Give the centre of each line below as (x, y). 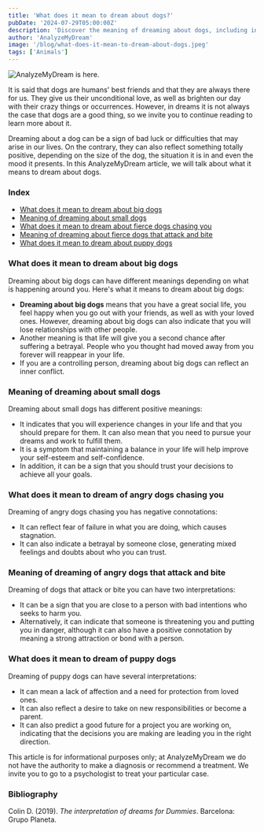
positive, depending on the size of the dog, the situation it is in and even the (131, 155)
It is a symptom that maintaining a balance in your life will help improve (134, 449)
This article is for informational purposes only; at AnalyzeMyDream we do (127, 756)
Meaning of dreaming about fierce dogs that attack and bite (116, 235)
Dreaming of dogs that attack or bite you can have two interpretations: (122, 590)
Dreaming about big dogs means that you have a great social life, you (133, 304)
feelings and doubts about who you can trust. (93, 552)
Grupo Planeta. (33, 819)
